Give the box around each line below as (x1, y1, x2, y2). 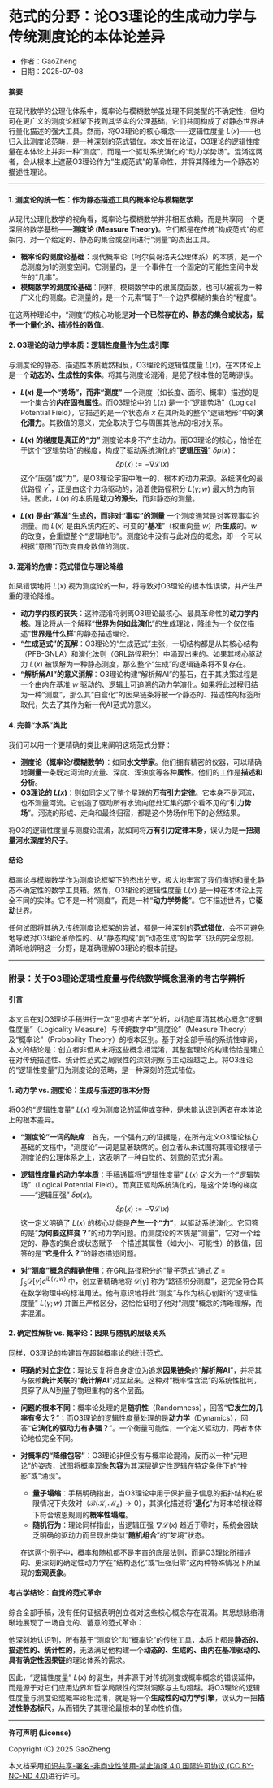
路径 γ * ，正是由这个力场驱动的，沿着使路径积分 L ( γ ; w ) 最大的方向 (27, 482, 249, 493)
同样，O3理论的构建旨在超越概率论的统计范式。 (8, 1348, 168, 1357)
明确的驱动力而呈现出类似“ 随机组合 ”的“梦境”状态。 (39, 1530, 210, 1540)
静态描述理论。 (84, 629, 134, 639)
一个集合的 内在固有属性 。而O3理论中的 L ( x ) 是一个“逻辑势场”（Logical (19, 397, 256, 407)
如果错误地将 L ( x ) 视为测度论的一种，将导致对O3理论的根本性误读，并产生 (8, 581, 257, 591)
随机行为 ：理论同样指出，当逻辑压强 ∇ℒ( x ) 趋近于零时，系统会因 (32, 1520, 252, 1530)
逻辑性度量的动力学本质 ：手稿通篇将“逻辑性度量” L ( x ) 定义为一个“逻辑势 (19, 1170, 261, 1179)
